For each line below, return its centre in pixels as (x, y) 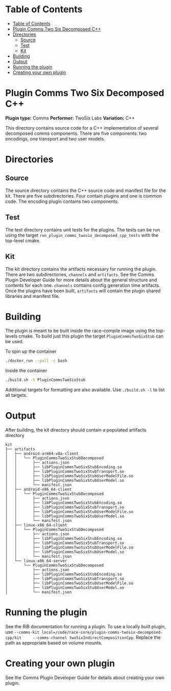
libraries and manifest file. (33, 296)
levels (11, 336)
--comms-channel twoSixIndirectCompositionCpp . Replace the (96, 637)
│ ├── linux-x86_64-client (36, 525)
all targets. (16, 395)
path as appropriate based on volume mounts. (54, 643)
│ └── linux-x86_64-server (36, 561)
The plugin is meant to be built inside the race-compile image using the (80, 331)
